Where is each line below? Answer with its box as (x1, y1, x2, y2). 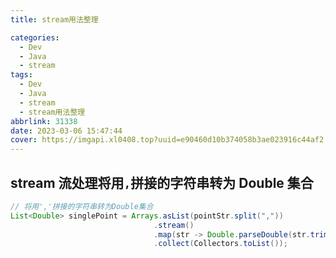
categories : (10, 32, 60, 43)
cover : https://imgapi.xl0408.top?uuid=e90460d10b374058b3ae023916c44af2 (10, 135, 325, 145)
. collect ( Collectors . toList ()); (153, 239, 288, 249)
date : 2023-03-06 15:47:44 (10, 126, 123, 136)
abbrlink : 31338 (10, 116, 78, 126)
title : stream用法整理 (10, 14, 99, 25)
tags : (10, 70, 33, 80)
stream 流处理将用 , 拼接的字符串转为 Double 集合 (10, 174, 314, 191)
